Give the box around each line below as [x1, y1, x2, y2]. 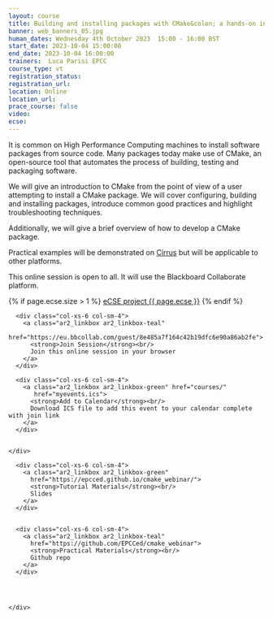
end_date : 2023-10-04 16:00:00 [8, 50, 115, 58]
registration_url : [8, 80, 71, 88]
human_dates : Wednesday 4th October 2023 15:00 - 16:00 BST [8, 34, 220, 43]
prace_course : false [8, 102, 79, 110]
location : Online [8, 87, 67, 96]
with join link [8, 411, 60, 419]
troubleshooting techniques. [8, 207, 103, 217]
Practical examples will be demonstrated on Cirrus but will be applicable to [8, 247, 258, 257]
